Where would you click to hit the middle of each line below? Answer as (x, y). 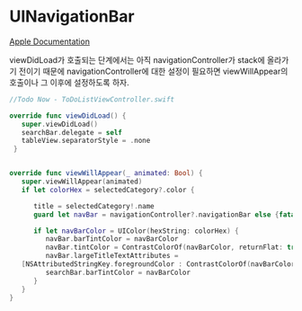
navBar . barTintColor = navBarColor (112, 239)
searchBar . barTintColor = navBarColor (118, 272)
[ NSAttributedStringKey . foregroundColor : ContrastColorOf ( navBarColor (158, 264)
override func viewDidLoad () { (68, 116)
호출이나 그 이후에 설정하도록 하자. (69, 82)
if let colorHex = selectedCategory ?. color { (108, 190)
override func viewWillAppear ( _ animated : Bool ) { (106, 173)
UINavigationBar (72, 17)
